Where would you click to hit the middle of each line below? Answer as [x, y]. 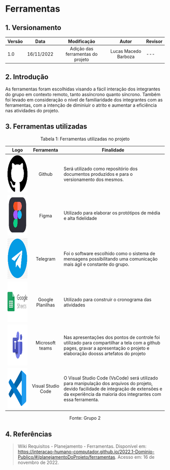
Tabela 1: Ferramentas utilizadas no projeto [85, 139]
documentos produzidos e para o [98, 174]
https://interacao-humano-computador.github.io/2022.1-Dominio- [86, 452]
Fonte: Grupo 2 [85, 418]
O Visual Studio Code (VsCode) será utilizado [111, 378]
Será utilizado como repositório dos [101, 169]
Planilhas [46, 305]
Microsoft [46, 343]
